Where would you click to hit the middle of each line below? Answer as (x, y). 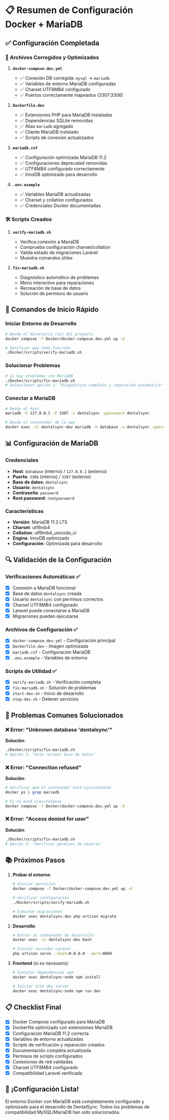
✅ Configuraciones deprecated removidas (64, 163)
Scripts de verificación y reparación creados (58, 1044)
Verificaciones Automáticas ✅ (43, 577)
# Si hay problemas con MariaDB (39, 376)
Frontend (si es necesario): (41, 963)
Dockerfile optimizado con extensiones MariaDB (63, 1028)
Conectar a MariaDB (30, 398)
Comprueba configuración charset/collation (65, 247)
